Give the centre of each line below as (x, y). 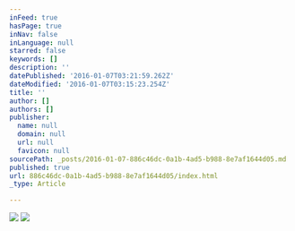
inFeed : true (34, 17)
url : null (35, 142)
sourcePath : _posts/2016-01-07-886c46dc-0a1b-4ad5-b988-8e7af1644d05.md (148, 159)
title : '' (28, 92)
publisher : (30, 117)
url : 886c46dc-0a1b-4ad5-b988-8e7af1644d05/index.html (114, 175)
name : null (38, 126)
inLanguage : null (42, 43)
